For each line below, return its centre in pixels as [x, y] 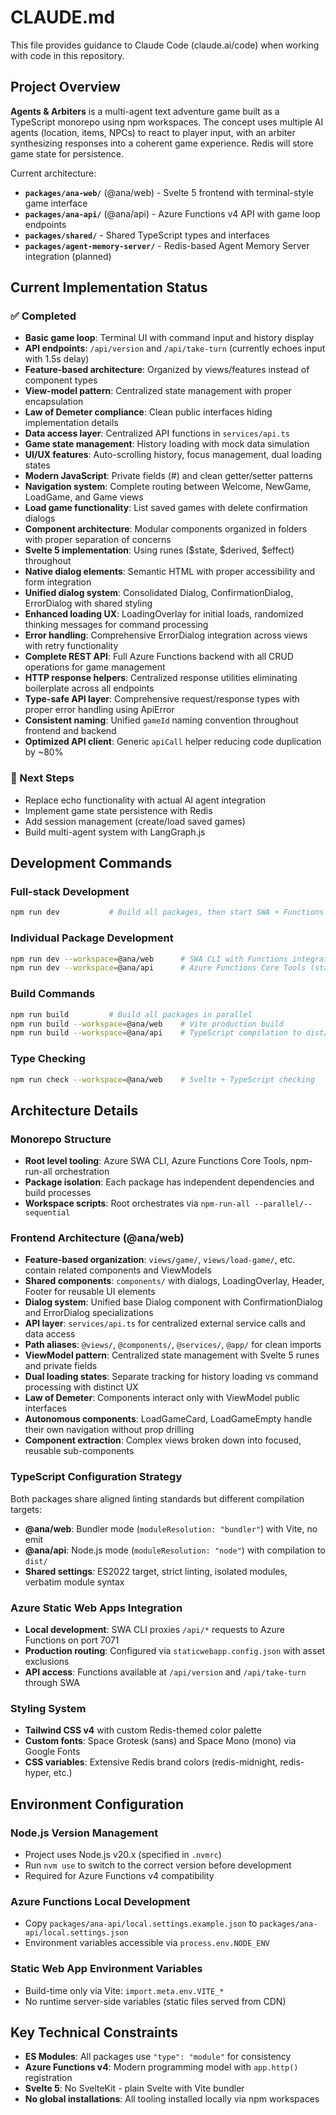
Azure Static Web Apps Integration [96, 1608]
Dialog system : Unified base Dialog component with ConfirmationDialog [173, 1302]
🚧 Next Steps [42, 778]
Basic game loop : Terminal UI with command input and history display [169, 338]
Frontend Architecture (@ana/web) [97, 1238]
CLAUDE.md [63, 17]
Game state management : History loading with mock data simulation [167, 444]
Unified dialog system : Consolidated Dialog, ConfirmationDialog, [159, 593]
